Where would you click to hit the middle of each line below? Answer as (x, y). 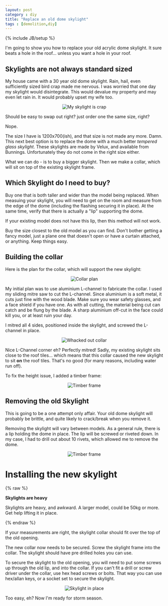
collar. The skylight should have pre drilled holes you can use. (69, 553)
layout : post (19, 10)
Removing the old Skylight (47, 401)
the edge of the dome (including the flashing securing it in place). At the (79, 206)
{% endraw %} (21, 523)
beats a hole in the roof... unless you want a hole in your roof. (68, 53)
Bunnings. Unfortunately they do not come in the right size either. (73, 152)
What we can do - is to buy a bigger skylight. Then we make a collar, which (83, 162)
